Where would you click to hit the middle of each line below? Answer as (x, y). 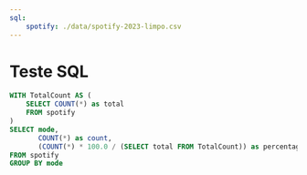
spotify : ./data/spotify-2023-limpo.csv (104, 26)
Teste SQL (49, 72)
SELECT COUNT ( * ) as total (75, 104)
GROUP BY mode (37, 164)
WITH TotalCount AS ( (51, 96)
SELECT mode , (34, 129)
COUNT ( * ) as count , (75, 138)
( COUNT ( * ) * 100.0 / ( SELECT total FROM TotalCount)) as (148, 147)
